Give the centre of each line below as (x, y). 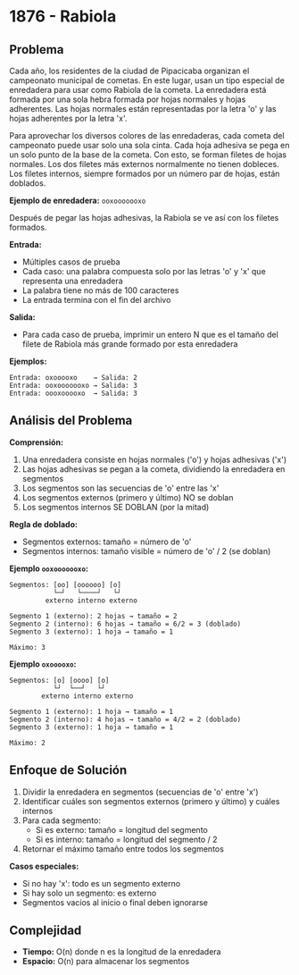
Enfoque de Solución (68, 770)
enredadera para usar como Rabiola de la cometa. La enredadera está (138, 90)
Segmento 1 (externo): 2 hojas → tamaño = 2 (93, 616)
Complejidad (46, 931)
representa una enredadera (72, 281)
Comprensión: (37, 442)
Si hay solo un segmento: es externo (89, 893)
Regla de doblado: (44, 524)
